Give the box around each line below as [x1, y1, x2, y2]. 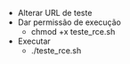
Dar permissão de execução [17, 17, 122, 28]
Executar [17, 36, 51, 46]
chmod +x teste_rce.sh [30, 27, 116, 36]
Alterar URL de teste [17, 8, 93, 18]
